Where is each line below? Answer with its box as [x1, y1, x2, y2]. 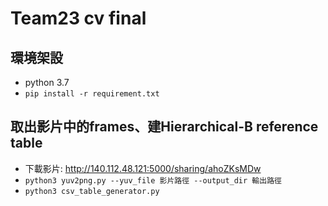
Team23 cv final [10, 7, 147, 30]
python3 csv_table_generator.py [24, 186, 160, 196]
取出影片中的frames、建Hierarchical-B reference [10, 118, 319, 136]
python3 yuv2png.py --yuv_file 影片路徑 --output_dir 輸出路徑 [24, 175, 282, 186]
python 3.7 [24, 77, 70, 88]
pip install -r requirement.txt [24, 89, 160, 99]
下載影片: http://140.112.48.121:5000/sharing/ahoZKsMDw [24, 162, 262, 174]
